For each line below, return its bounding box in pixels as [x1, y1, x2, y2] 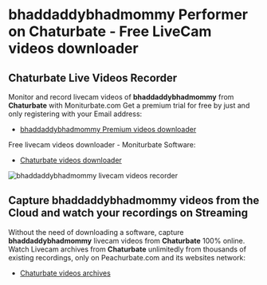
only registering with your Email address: [8, 109, 143, 119]
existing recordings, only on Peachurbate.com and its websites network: [8, 252, 245, 262]
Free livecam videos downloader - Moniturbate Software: [8, 140, 196, 149]
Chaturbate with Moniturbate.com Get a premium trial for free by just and [8, 101, 250, 110]
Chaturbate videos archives [19, 268, 112, 278]
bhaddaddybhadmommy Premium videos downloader [19, 125, 197, 134]
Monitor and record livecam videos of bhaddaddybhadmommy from [8, 92, 234, 101]
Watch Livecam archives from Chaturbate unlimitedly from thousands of [8, 244, 247, 254]
